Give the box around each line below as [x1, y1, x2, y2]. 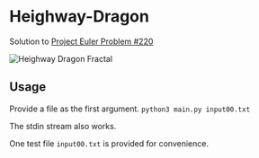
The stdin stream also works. [9, 120, 117, 131]
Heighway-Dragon [9, 6, 150, 27]
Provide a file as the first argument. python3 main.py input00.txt [9, 103, 251, 114]
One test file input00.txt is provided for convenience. [9, 137, 210, 149]
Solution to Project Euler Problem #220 [9, 36, 154, 47]
